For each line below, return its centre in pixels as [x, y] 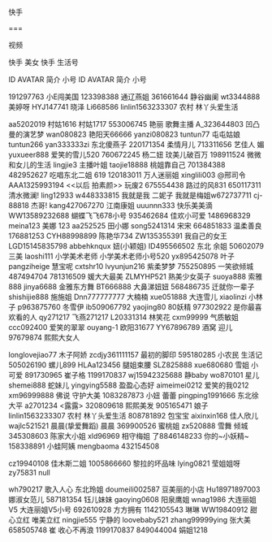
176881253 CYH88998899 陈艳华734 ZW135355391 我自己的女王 [118, 236]
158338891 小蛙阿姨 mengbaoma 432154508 [84, 446]
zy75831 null [29, 473]
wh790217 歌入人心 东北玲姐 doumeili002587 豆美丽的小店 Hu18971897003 [134, 489]
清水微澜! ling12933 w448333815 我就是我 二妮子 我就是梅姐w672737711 [130, 195]
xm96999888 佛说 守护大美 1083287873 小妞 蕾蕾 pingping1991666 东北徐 [134, 395]
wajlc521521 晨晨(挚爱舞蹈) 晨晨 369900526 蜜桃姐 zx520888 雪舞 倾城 [128, 426]
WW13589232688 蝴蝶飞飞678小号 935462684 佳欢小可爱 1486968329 [130, 215]
